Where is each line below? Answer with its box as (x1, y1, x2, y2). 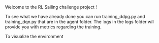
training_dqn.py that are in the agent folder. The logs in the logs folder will (5, 19, 155, 24)
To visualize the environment (5, 34, 64, 39)
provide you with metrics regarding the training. (5, 24, 102, 30)
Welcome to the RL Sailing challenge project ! (5, 4, 97, 10)
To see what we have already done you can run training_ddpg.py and (5, 14, 145, 19)
